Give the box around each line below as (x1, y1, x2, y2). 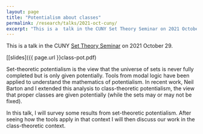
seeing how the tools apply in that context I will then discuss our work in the (6, 116, 195, 123)
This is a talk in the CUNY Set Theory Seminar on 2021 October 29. (6, 42, 173, 49)
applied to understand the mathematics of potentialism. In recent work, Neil (6, 78, 194, 86)
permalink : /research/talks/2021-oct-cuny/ (6, 20, 118, 26)
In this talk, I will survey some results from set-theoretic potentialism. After (6, 109, 192, 116)
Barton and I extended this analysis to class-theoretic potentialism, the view (6, 85, 195, 92)
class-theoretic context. (6, 122, 66, 130)
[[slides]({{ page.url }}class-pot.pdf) (6, 54, 97, 61)
